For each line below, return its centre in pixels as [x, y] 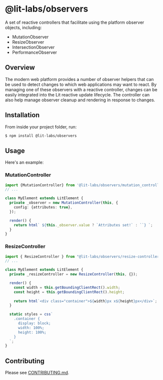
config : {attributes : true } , [43, 207]
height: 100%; [32, 332]
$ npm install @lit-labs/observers [41, 136]
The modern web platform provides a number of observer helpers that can [80, 79]
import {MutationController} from [40, 185]
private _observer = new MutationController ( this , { [64, 203]
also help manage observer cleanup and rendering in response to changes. [80, 100]
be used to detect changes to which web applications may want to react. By [81, 84]
